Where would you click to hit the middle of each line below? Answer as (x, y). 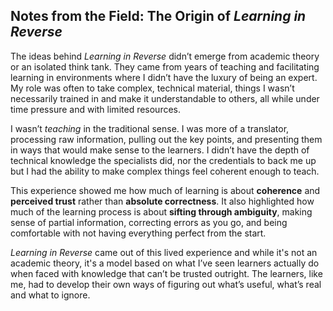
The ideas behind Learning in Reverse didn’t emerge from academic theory (165, 56)
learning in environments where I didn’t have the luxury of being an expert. (164, 77)
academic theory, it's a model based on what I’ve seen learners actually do (165, 263)
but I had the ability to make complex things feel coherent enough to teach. (165, 171)
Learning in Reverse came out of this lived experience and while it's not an (164, 252)
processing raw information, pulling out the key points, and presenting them (166, 139)
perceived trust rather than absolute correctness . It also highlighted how (162, 201)
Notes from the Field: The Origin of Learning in (158, 16)
